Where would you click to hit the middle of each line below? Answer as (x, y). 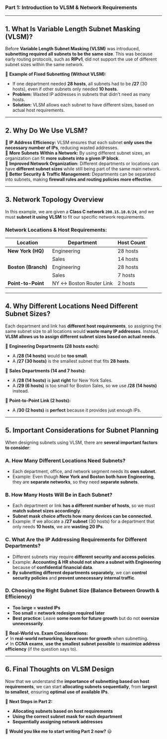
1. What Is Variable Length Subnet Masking (73, 29)
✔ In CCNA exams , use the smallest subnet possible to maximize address (83, 644)
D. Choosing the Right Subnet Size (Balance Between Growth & (82, 590)
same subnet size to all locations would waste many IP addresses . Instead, (82, 331)
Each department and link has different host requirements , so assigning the (83, 326)
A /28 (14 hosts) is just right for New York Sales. (62, 380)
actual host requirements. (39, 110)
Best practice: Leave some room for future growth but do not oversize (86, 618)
